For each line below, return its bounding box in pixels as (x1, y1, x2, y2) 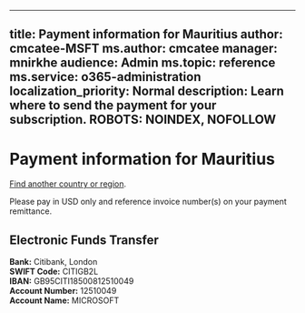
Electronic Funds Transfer (9, 232, 159, 247)
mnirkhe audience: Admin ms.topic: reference (9, 56, 276, 71)
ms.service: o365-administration (9, 69, 202, 85)
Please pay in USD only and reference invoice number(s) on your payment (9, 197, 288, 207)
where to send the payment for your (9, 97, 217, 114)
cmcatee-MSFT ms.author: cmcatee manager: (9, 41, 279, 56)
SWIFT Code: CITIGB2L (9, 266, 99, 278)
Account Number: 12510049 (9, 286, 117, 297)
